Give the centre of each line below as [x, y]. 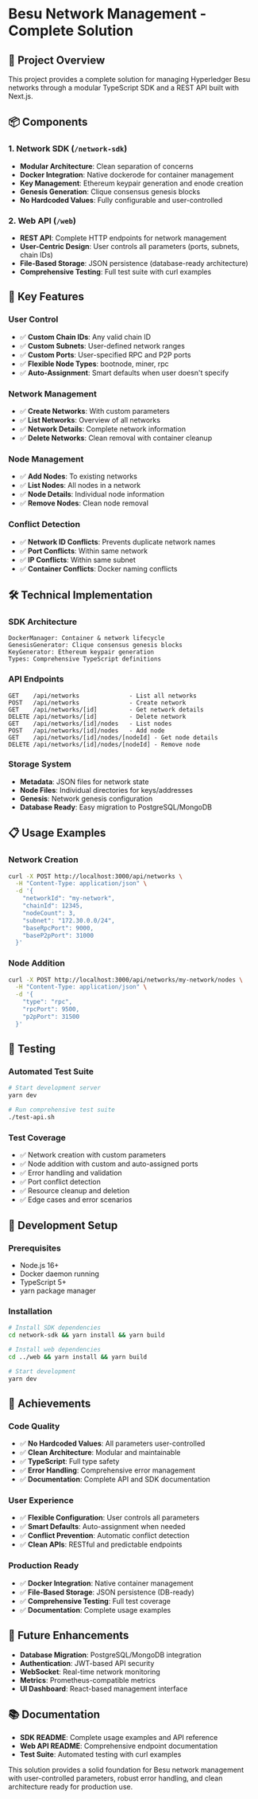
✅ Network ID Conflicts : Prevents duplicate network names [117, 541]
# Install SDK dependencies [55, 1328]
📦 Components [48, 122]
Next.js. [21, 96]
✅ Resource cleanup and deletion [74, 1191]
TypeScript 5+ [43, 1282]
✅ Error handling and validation [71, 1173]
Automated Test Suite [51, 1071]
